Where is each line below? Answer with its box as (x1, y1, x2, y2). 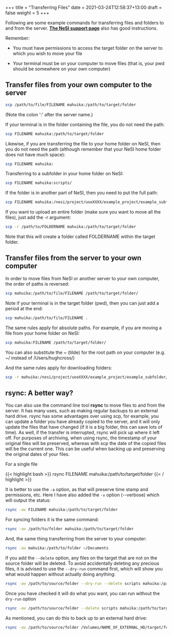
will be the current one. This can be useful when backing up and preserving (5, 446, 165, 452)
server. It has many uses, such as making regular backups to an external (5, 408, 158, 414)
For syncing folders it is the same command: (5, 517, 99, 523)
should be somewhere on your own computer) (12, 66, 111, 72)
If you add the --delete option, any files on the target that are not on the (5, 555, 158, 561)
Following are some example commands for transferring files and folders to (5, 20, 164, 26)
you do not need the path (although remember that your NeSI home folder (5, 146, 161, 152)
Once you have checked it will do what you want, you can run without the (5, 590, 160, 596)
